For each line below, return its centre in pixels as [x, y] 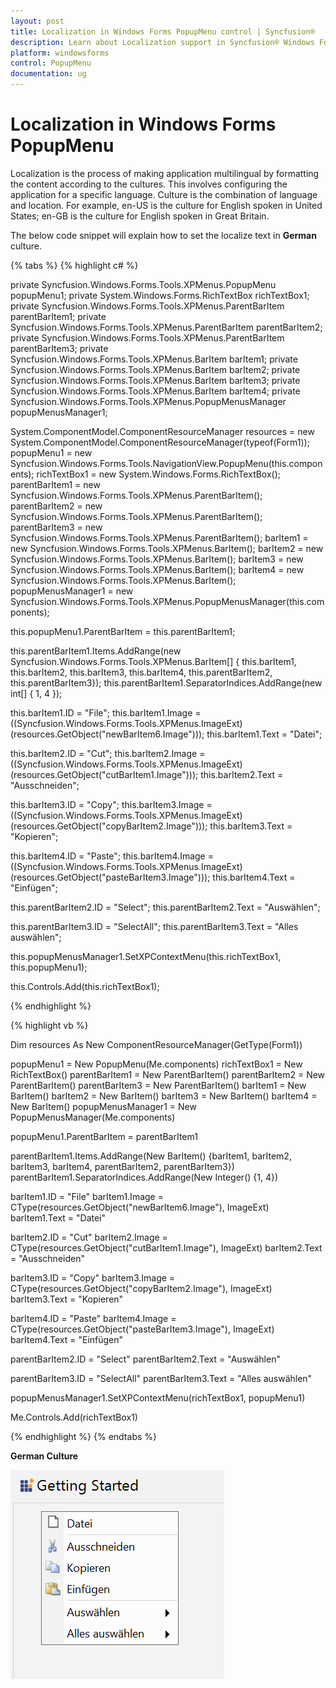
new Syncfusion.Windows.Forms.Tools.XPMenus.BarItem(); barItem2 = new [167, 548]
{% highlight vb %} [49, 1025]
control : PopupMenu [51, 63]
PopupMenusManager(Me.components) [93, 1117]
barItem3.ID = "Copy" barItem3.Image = [93, 1277]
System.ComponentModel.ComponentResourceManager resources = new [162, 431]
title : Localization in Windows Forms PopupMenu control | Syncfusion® [162, 31]
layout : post [37, 21]
